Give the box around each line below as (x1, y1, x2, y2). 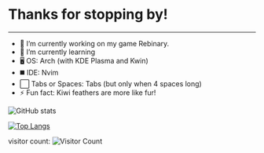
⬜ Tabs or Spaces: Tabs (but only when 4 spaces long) (19, 78, 202, 88)
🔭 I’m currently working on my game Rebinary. (19, 38, 170, 48)
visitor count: (8, 136, 51, 146)
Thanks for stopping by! (8, 5, 169, 24)
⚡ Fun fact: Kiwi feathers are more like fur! (19, 88, 156, 97)
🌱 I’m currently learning (19, 47, 96, 56)
